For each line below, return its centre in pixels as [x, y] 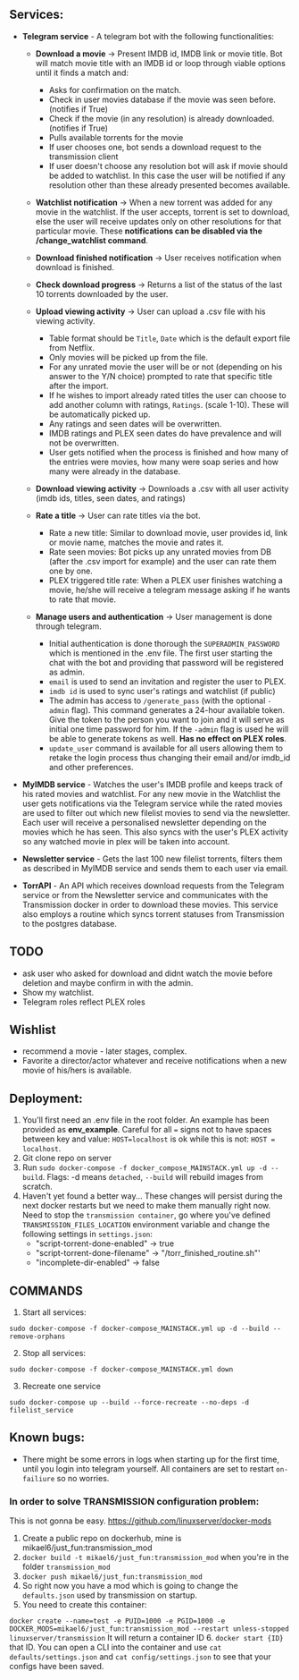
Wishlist [33, 1030]
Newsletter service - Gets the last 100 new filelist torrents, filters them [152, 859]
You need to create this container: [84, 1605]
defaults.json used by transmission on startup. [110, 1595]
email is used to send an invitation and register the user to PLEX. [167, 681]
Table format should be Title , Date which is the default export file [170, 338]
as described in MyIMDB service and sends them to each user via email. [155, 868]
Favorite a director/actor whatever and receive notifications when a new [154, 1061]
